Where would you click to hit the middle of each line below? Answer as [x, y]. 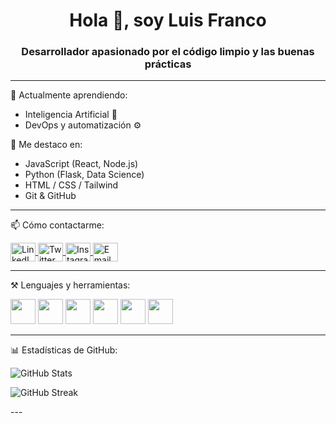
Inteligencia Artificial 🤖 [71, 115]
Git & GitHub [50, 196]
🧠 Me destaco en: [46, 145]
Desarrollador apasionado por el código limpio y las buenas [168, 52]
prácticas [168, 64]
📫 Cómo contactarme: [57, 225]
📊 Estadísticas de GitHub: [64, 350]
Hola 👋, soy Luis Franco [168, 20]
